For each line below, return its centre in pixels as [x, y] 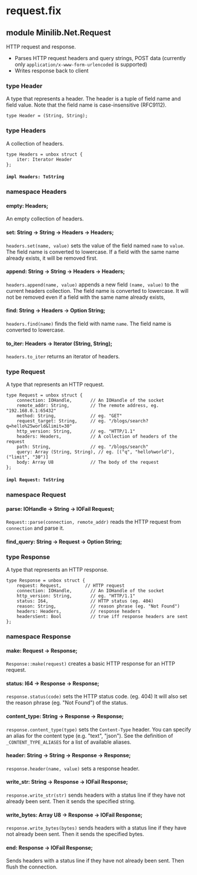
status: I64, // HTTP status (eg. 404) [85, 601]
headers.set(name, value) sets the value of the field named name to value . [95, 245]
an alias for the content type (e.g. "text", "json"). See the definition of [90, 735]
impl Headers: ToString [35, 177]
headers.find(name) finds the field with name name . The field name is [89, 323]
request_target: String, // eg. [62, 421]
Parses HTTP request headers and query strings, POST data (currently [100, 58]
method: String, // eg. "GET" [69, 416]
